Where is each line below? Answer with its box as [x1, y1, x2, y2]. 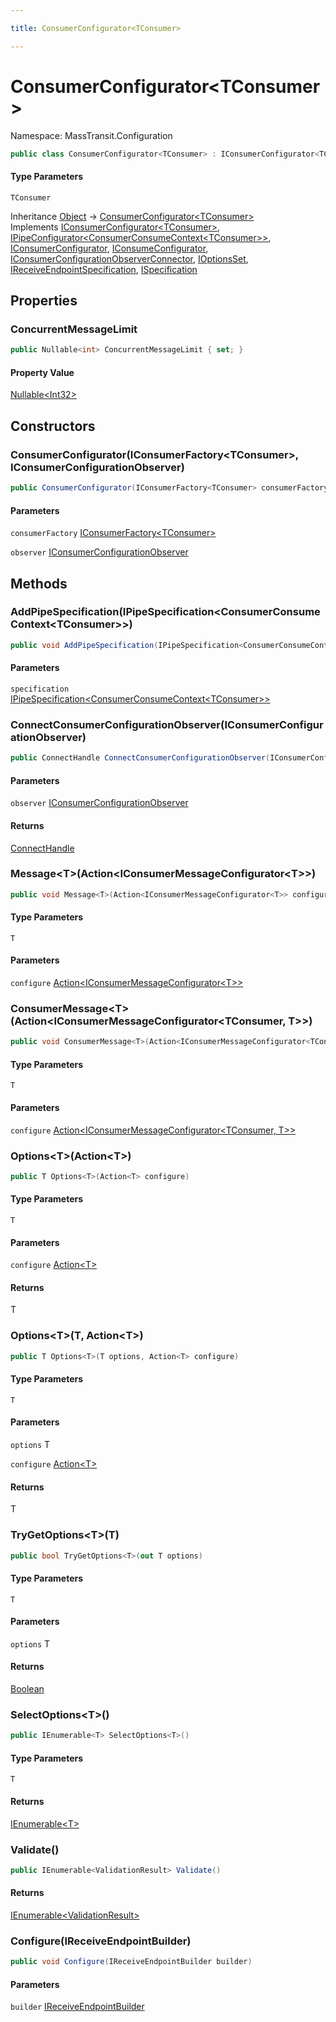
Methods [10, 575, 68, 592]
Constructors [10, 417, 96, 435]
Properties [10, 292, 78, 310]
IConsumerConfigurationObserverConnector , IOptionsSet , [10, 252, 249, 265]
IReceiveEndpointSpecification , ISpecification [10, 263, 198, 275]
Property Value [10, 366, 75, 378]
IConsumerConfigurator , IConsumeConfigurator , [10, 242, 209, 254]
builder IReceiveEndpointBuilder [10, 2001, 145, 2013]
